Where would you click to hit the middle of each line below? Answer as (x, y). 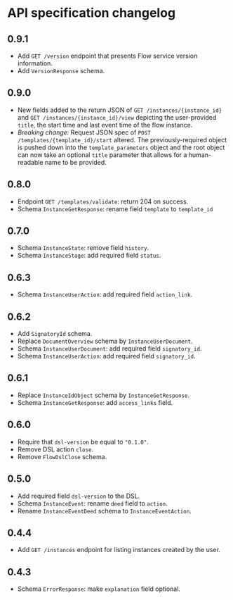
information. (35, 63)
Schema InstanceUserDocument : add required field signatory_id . (109, 349)
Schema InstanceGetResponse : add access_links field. (95, 402)
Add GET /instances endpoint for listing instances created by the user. (119, 550)
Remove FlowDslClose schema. (62, 456)
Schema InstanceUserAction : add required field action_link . (105, 294)
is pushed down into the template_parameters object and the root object (121, 147)
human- (200, 155)
